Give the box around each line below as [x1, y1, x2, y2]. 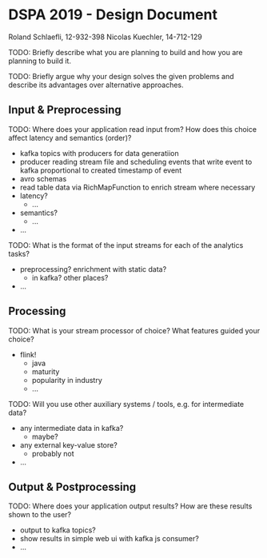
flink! [19, 349, 37, 359]
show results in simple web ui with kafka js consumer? [19, 534, 200, 544]
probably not [31, 448, 74, 458]
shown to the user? [8, 510, 72, 520]
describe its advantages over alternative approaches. [8, 80, 184, 90]
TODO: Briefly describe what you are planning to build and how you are [8, 47, 243, 57]
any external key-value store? [19, 440, 118, 449]
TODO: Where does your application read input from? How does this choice [8, 124, 257, 134]
